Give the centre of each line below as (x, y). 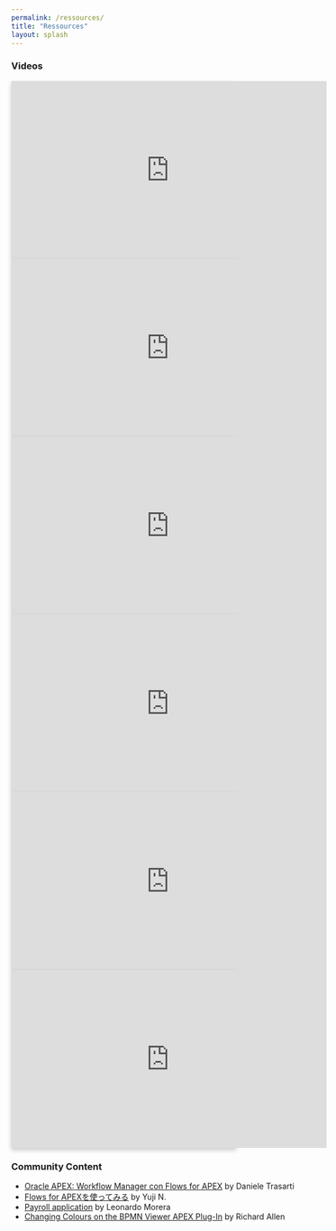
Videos (27, 66)
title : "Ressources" (50, 26)
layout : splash (40, 34)
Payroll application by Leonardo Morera (97, 1207)
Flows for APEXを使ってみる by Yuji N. (95, 1197)
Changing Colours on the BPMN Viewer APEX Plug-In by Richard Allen (154, 1217)
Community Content (57, 1166)
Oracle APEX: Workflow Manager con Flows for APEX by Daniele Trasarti (159, 1186)
